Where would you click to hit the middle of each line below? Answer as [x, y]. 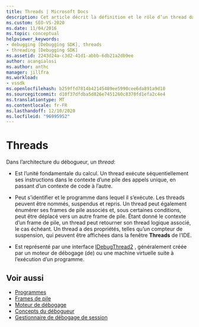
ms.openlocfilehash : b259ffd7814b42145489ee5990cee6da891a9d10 [86, 89]
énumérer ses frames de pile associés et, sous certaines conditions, [98, 210]
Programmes [30, 292]
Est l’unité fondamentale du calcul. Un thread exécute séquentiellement [102, 174]
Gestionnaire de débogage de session [61, 317]
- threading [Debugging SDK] [42, 50]
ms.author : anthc [28, 67]
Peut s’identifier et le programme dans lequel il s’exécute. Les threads [99, 198]
